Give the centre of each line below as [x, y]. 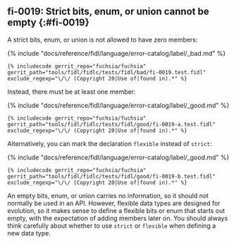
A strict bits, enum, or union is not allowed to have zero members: [103, 39]
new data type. [29, 233]
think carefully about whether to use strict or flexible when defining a [112, 226]
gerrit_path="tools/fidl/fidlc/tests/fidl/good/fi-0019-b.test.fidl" [112, 176]
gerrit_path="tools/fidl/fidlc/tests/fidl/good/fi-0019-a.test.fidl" [112, 124]
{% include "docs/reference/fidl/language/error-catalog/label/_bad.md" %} [117, 53]
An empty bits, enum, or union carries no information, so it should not [108, 195]
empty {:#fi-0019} [49, 23]
